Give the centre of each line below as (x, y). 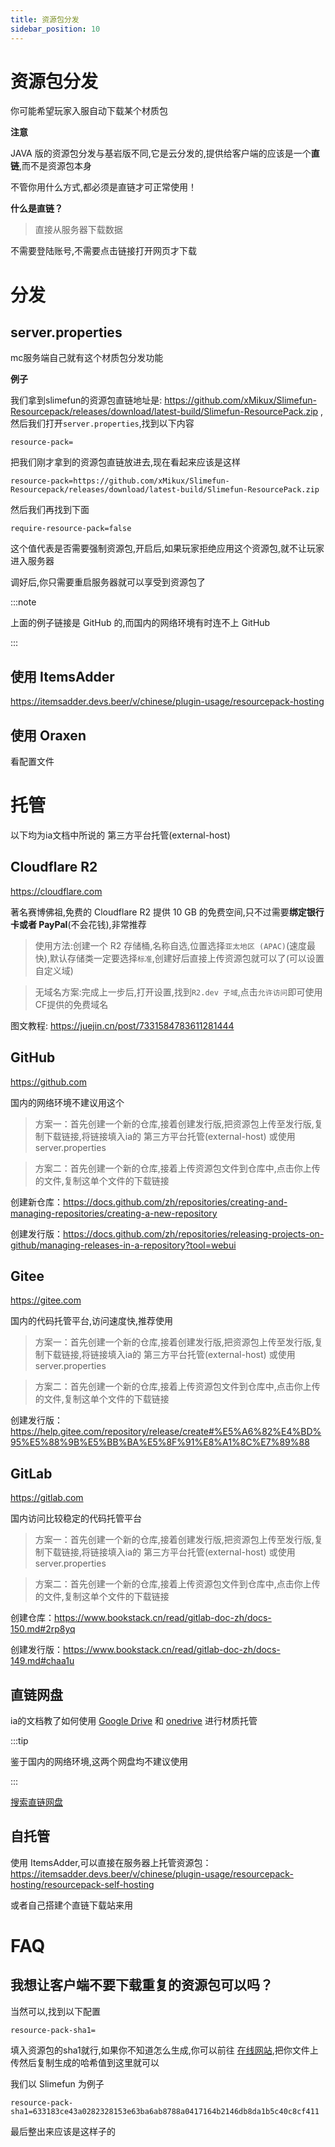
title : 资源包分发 (45, 19)
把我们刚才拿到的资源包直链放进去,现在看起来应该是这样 (126, 462)
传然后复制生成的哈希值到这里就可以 (85, 2062)
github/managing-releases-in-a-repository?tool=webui (123, 1245)
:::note (23, 602)
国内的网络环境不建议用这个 (67, 1102)
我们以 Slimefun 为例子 (57, 2083)
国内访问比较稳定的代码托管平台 (76, 1518)
